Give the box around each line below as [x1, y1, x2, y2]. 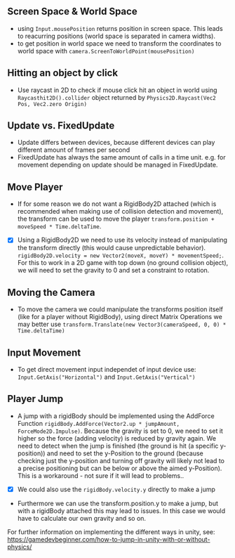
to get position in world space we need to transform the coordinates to [17, 39, 222, 48]
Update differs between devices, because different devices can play [17, 138, 215, 147]
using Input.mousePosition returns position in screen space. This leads [17, 24, 223, 32]
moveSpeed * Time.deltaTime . [17, 222, 102, 231]
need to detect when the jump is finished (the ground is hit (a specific [17, 441, 219, 450]
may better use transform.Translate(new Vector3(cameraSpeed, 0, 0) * [17, 320, 227, 329]
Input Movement [7, 346, 81, 358]
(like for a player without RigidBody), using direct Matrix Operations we [17, 313, 222, 321]
